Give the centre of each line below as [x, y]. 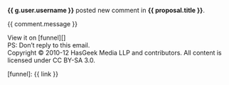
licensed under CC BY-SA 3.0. [52, 60]
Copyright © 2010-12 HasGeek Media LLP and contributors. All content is [114, 53]
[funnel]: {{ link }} [33, 74]
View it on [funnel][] [37, 38]
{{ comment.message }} [43, 24]
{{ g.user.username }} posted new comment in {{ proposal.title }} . [106, 10]
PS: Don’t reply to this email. [49, 45]
